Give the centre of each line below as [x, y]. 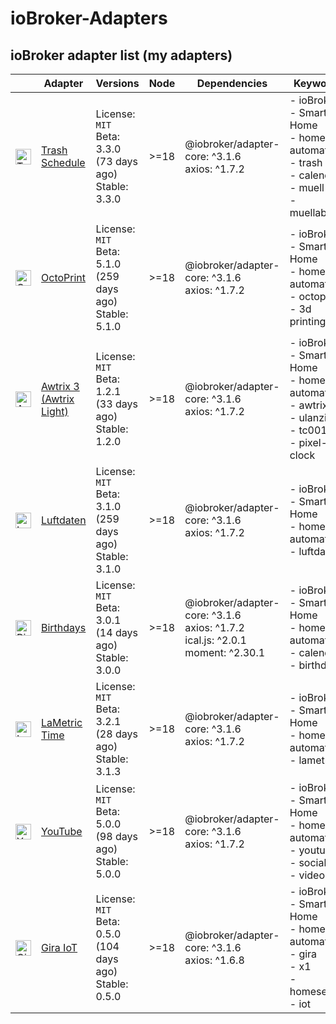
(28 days [116, 734]
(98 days [116, 836]
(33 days [116, 404]
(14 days [116, 632]
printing [308, 321]
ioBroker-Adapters [89, 18]
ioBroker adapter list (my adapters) [121, 55]
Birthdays [64, 627]
